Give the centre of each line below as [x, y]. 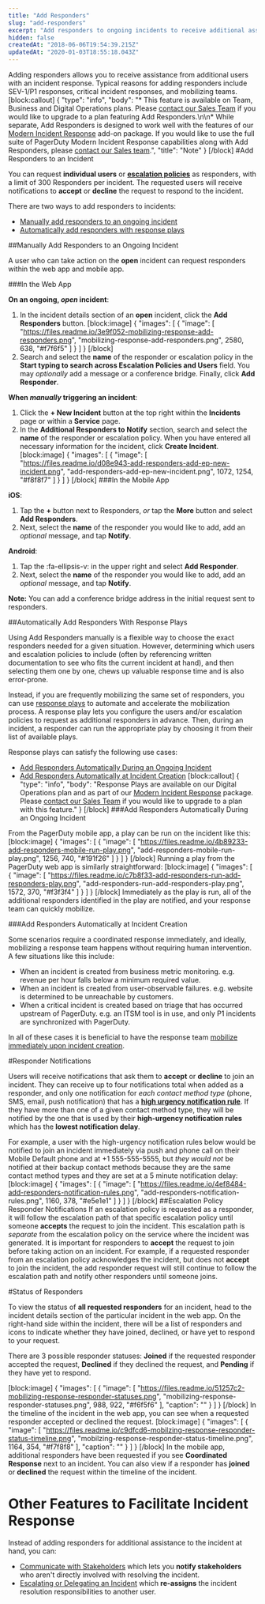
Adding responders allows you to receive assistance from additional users [128, 75]
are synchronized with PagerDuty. [75, 1022]
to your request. [34, 1340]
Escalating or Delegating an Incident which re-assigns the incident [128, 1583]
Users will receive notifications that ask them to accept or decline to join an [131, 1076]
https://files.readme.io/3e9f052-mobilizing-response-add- [119, 332]
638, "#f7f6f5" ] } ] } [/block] [66, 348]
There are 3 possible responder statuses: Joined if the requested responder [132, 1356]
